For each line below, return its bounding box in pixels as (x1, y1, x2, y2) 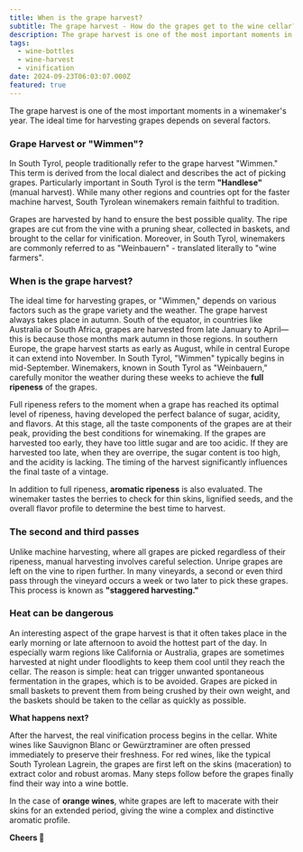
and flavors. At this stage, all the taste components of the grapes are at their (9, 418, 292, 429)
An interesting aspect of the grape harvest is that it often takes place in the (9, 627, 287, 638)
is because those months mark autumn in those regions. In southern (24, 333, 278, 344)
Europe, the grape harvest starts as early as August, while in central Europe (9, 343, 290, 354)
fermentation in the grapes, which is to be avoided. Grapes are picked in (9, 675, 278, 687)
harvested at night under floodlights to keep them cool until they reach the (9, 656, 286, 667)
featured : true (9, 80, 67, 89)
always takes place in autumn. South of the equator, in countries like (9, 314, 263, 325)
